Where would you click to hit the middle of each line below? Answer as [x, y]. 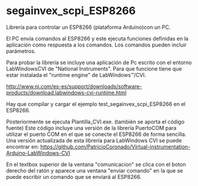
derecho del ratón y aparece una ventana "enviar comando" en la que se [95, 170]
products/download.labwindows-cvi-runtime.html [66, 92]
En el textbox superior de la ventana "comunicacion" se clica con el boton [96, 164]
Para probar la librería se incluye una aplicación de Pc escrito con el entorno [99, 62]
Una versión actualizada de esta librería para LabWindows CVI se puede [94, 140]
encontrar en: [23, 147]
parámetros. [21, 51]
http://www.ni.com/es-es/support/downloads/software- [74, 86]
